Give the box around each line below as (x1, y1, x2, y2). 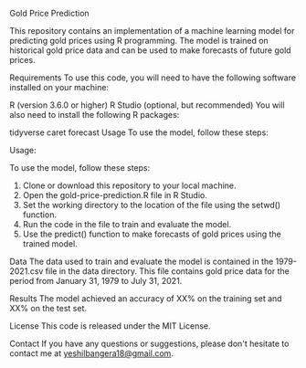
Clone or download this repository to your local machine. (22, 180, 237, 191)
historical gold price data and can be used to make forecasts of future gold (9, 45, 291, 56)
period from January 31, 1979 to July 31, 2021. (9, 276, 183, 286)
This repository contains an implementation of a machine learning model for (9, 26, 295, 36)
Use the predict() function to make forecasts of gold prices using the (22, 228, 281, 239)
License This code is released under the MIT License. (9, 321, 212, 331)
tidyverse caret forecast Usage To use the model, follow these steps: (9, 127, 269, 138)
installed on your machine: (9, 82, 110, 92)
